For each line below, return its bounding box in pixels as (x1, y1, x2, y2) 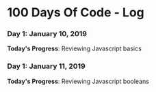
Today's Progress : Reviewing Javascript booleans (7, 77, 149, 85)
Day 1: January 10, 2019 (7, 29, 88, 39)
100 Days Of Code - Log (7, 5, 145, 20)
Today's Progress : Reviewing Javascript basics (7, 44, 142, 52)
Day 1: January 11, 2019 (7, 61, 86, 71)
